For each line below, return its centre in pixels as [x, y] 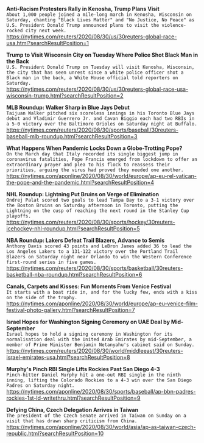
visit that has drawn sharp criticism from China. [72, 421]
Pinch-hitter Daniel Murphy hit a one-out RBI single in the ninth [94, 375]
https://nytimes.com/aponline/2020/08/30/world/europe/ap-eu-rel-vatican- [101, 176]
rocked [15, 30]
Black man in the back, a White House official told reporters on [92, 78]
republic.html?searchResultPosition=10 [55, 433]
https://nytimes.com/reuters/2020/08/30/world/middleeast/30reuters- [95, 351]
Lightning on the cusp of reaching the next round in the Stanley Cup [98, 211]
